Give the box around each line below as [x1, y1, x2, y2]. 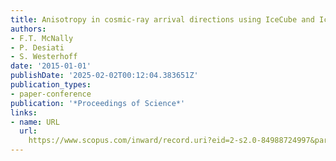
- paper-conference [10, 89, 92, 99]
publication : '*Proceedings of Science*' [10, 98, 186, 108]
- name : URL [10, 117, 60, 127]
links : [10, 107, 38, 118]
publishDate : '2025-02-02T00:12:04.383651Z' [10, 71, 199, 81]
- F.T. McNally [10, 33, 74, 43]
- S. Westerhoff [10, 52, 78, 62]
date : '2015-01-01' [10, 61, 92, 71]
